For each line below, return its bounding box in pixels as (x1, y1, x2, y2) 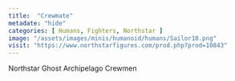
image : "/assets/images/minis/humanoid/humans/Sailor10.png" (8, 34, 217, 43)
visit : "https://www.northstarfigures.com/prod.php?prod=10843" (8, 42, 228, 50)
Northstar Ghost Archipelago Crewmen (8, 63, 138, 73)
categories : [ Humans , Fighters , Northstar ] (8, 26, 163, 34)
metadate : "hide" (8, 19, 67, 27)
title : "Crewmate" (8, 11, 74, 20)
